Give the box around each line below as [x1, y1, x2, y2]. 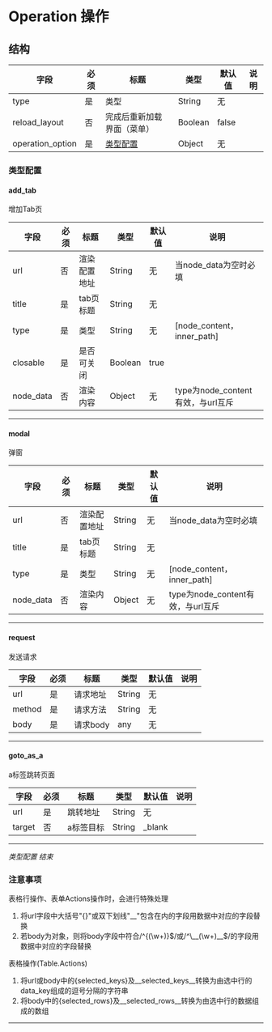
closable [12, 357, 45, 368]
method [12, 703, 42, 715]
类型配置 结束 [8, 852, 53, 861]
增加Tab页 [8, 204, 43, 214]
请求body [74, 719, 110, 730]
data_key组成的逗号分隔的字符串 [19, 986, 129, 996]
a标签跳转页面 [8, 770, 55, 779]
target [12, 821, 36, 832]
